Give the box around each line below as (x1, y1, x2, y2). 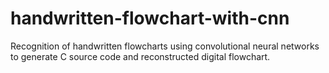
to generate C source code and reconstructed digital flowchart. (10, 50, 271, 62)
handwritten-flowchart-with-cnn (10, 7, 290, 30)
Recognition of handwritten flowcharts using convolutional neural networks (10, 40, 320, 52)
